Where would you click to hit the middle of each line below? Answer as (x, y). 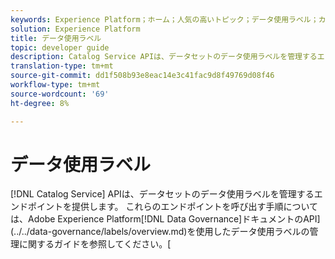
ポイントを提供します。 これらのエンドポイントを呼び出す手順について (173, 207)
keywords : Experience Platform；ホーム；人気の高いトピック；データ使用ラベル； (164, 19)
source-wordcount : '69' (60, 94)
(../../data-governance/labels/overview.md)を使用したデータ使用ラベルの (160, 232)
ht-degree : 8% (40, 103)
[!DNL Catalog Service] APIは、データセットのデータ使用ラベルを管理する (162, 194)
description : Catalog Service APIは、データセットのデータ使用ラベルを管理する (164, 57)
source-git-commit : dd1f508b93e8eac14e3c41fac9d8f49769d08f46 (142, 76)
